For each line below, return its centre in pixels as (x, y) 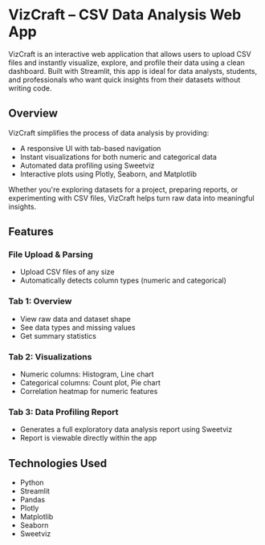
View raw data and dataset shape (75, 319)
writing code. (30, 88)
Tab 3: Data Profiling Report (63, 412)
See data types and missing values (77, 327)
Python (32, 482)
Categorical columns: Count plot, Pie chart (90, 383)
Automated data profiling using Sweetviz (87, 165)
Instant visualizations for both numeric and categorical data (118, 157)
